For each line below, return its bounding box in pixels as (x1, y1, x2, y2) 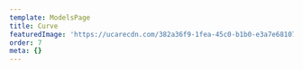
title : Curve (9, 22, 59, 30)
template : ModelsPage (9, 13, 91, 22)
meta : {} (9, 47, 42, 56)
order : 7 (9, 38, 42, 47)
